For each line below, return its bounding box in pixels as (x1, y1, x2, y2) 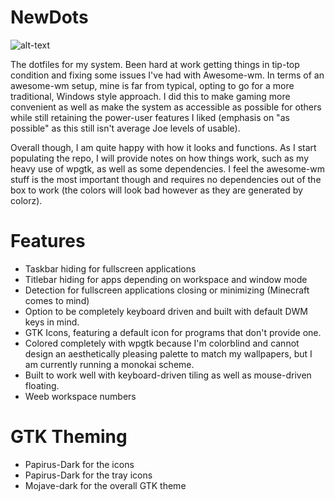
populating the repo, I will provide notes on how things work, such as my (10, 152, 310, 164)
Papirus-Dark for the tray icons (24, 469, 153, 481)
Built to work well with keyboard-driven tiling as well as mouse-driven (24, 369, 312, 381)
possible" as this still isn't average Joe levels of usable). (10, 122, 241, 134)
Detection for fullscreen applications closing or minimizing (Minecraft (24, 284, 310, 296)
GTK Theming (10, 426, 128, 448)
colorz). (10, 194, 43, 206)
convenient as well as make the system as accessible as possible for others (10, 101, 322, 113)
